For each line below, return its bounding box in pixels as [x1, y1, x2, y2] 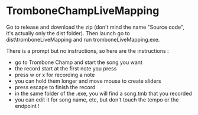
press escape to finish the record [14, 83, 96, 90]
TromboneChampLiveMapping [6, 4, 160, 18]
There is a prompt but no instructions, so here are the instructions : [6, 47, 170, 54]
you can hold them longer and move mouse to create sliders [14, 77, 161, 84]
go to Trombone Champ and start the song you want [14, 59, 143, 66]
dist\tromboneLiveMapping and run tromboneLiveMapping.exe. [6, 36, 160, 43]
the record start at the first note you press [14, 65, 117, 72]
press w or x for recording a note [14, 71, 95, 78]
